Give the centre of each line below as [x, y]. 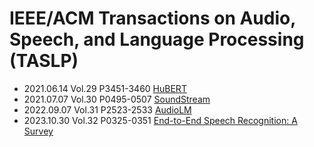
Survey [38, 131]
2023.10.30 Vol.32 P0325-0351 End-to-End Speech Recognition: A [160, 120]
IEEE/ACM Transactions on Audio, [152, 18]
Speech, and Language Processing [157, 39]
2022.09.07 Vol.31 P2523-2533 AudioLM [107, 109]
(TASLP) [44, 61]
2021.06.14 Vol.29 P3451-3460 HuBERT [105, 88]
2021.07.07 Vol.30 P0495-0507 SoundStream [117, 99]
